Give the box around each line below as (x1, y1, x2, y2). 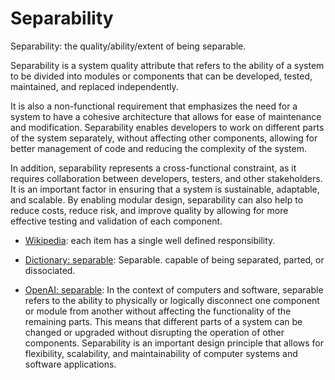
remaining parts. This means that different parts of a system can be (24, 315, 303, 327)
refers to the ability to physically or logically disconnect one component (24, 294, 320, 306)
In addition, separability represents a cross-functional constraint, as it (10, 162, 297, 174)
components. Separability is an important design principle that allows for (24, 337, 325, 349)
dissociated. (24, 264, 76, 276)
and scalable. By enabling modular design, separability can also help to (10, 193, 304, 206)
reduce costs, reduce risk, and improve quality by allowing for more (10, 204, 289, 216)
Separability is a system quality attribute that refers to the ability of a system (10, 59, 325, 71)
